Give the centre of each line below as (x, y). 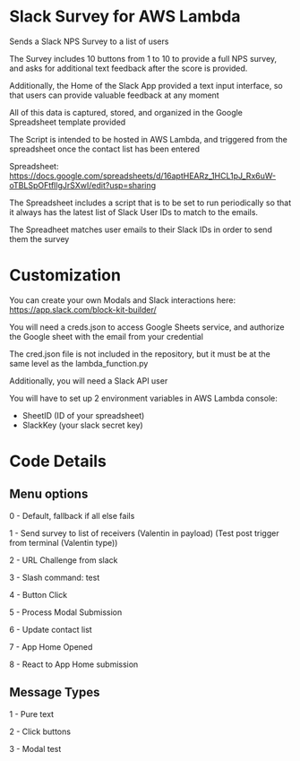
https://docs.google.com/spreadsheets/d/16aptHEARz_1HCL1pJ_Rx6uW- (143, 176)
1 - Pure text (32, 713)
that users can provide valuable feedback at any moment (114, 95)
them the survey (39, 238)
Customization (65, 276)
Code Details (58, 461)
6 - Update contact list (51, 629)
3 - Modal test (35, 748)
